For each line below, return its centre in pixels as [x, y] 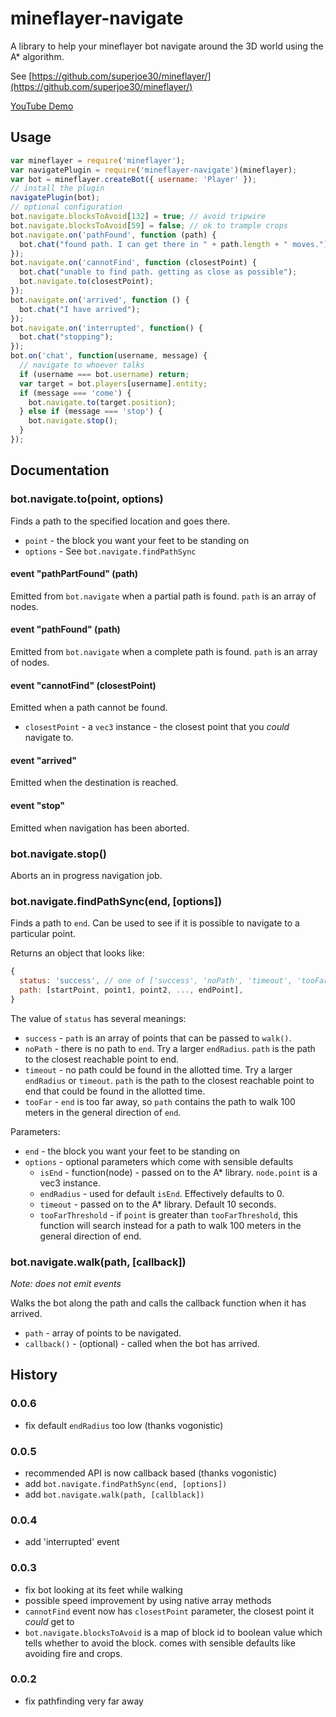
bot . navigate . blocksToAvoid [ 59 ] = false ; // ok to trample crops [149, 225]
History [34, 1375]
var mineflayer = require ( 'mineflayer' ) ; [98, 160]
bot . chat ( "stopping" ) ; [66, 337]
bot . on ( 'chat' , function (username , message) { [109, 356]
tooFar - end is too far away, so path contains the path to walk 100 [160, 1101]
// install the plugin [57, 188]
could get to [49, 1621]
